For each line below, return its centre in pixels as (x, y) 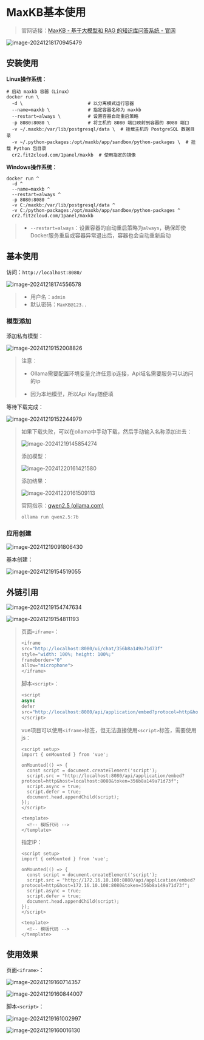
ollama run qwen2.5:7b (50, 517)
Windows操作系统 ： (32, 167)
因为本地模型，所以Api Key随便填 (72, 394)
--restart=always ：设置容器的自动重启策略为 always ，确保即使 (108, 228)
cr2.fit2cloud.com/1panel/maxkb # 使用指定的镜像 (74, 155)
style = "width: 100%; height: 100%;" (67, 654)
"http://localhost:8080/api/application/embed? (124, 776)
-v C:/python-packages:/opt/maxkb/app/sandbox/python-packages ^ (96, 210)
